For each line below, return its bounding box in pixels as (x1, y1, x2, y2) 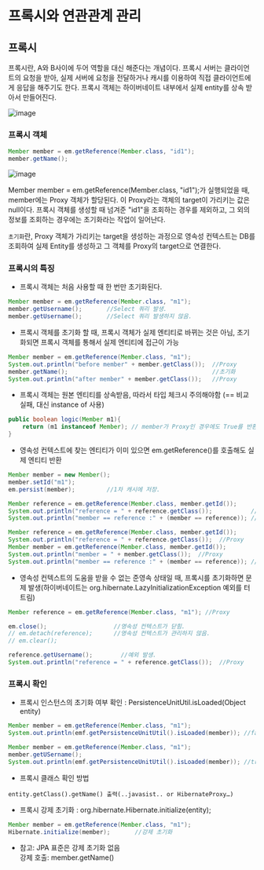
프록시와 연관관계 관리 (8, 7, 141, 25)
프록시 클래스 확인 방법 (19, 773, 90, 782)
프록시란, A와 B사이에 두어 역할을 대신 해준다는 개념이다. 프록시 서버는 (8, 64, 222, 72)
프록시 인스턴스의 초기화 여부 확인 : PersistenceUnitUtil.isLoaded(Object (19, 698, 246, 707)
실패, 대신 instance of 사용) (19, 400, 104, 409)
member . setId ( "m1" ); (8, 478, 76, 486)
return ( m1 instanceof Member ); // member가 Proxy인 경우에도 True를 (22, 423, 244, 431)
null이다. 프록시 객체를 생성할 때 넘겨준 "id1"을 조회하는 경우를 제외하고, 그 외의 (8, 205, 250, 214)
